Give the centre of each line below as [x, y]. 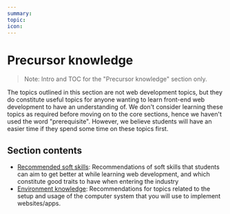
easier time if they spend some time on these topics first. [88, 129]
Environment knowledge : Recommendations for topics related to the [114, 189]
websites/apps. [39, 204]
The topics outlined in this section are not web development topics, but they [115, 93]
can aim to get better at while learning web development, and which [113, 174]
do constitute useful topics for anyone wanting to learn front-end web [106, 99]
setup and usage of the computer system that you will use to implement [119, 196]
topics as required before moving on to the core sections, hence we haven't [115, 115]
